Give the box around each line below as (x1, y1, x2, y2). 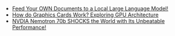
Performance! (11, 24, 46, 31)
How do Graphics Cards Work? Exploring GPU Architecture (11, 11, 159, 18)
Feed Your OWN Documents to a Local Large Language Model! (11, 5, 169, 12)
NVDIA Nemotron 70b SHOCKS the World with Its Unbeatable (11, 18, 165, 24)
